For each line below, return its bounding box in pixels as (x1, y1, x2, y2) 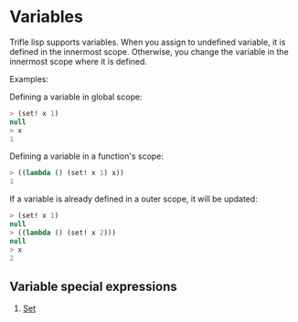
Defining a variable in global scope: (9, 91, 143, 102)
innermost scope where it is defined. (9, 56, 148, 67)
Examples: (9, 73, 48, 84)
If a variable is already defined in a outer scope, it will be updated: (9, 193, 258, 204)
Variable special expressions (9, 278, 177, 294)
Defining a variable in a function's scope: (9, 151, 165, 161)
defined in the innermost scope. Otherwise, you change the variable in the (9, 46, 290, 57)
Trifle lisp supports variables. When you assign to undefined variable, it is (9, 36, 286, 47)
